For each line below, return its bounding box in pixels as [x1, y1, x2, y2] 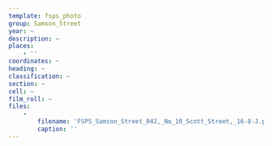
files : [8, 102, 31, 110]
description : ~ [8, 34, 60, 43]
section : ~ [8, 79, 45, 88]
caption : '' [37, 125, 79, 133]
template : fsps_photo [8, 11, 82, 20]
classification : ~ [8, 72, 70, 80]
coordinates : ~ [8, 58, 60, 66]
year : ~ [8, 27, 35, 35]
